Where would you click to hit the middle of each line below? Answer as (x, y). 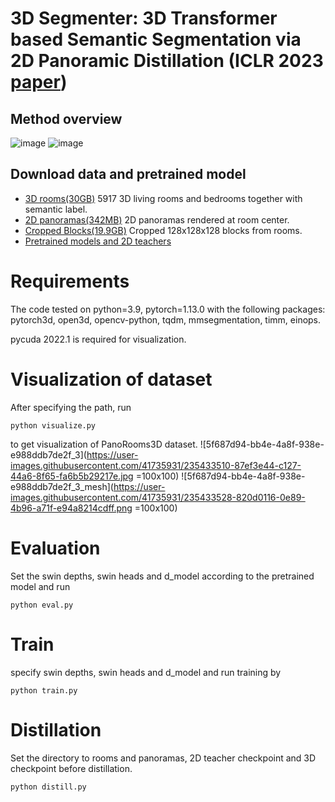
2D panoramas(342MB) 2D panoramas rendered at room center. (157, 219)
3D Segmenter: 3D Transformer (144, 18)
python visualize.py (53, 425)
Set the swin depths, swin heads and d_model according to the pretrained (162, 576)
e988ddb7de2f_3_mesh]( (62, 486)
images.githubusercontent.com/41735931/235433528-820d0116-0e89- (158, 497)
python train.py (44, 690)
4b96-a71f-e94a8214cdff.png (71, 508)
